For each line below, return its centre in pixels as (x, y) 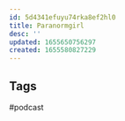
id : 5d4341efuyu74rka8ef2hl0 (62, 17)
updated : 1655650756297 (53, 42)
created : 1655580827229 (53, 50)
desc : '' (25, 34)
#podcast (26, 107)
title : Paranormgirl (47, 26)
